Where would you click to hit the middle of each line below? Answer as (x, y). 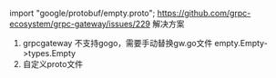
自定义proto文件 (53, 64)
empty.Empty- (241, 43)
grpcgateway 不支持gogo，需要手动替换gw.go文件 (118, 43)
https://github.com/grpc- (204, 13)
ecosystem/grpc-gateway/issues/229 (80, 24)
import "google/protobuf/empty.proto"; (82, 13)
